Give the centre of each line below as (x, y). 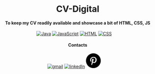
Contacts (77, 45)
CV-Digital (78, 9)
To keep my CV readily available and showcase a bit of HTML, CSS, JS (78, 23)
